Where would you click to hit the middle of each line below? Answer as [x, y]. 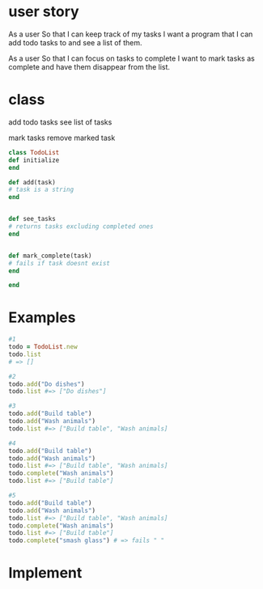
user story [44, 12]
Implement [45, 573]
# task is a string [41, 190]
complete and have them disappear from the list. [89, 66]
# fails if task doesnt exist [59, 263]
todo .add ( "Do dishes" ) [47, 384]
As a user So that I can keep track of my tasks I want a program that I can [131, 34]
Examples [42, 318]
